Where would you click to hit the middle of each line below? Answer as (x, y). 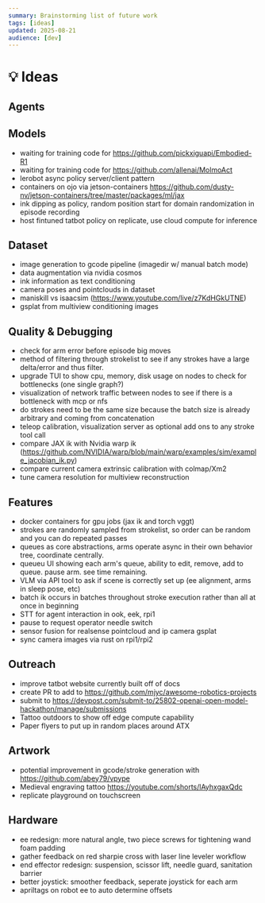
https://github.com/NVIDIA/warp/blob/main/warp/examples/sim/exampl (140, 452)
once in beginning (49, 606)
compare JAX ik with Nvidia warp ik (78, 444)
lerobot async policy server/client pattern (87, 178)
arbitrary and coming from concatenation (87, 419)
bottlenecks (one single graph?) (72, 384)
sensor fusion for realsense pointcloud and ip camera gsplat (118, 631)
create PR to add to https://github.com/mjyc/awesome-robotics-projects (138, 692)
